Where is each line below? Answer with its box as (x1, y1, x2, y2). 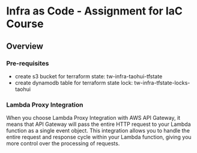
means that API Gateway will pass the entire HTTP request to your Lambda (6, 120, 191, 128)
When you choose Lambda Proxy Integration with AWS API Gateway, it (6, 114, 181, 122)
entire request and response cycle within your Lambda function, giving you (6, 134, 192, 141)
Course (6, 17, 44, 31)
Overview (6, 41, 44, 51)
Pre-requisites (6, 59, 49, 67)
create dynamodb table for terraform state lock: (14, 79, 133, 86)
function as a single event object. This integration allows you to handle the (6, 127, 190, 134)
